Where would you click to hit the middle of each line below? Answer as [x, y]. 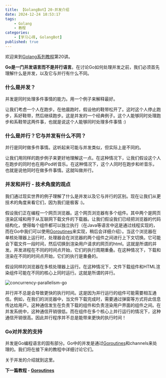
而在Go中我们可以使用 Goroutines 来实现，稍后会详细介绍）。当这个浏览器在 [81, 231]
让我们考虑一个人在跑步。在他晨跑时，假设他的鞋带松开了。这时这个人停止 [81, 110]
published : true [22, 42]
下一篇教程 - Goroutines [30, 370]
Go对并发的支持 [24, 332]
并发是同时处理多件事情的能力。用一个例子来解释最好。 [61, 99]
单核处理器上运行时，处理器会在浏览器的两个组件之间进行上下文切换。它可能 [83, 237]
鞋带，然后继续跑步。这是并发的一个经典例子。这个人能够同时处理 [89, 116]
